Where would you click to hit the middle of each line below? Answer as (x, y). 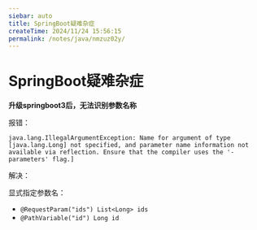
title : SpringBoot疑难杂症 (52, 24)
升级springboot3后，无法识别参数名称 (72, 106)
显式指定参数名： (37, 193)
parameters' (28, 159)
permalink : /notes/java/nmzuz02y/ (67, 39)
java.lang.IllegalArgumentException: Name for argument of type (120, 138)
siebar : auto (30, 16)
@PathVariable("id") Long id (70, 219)
